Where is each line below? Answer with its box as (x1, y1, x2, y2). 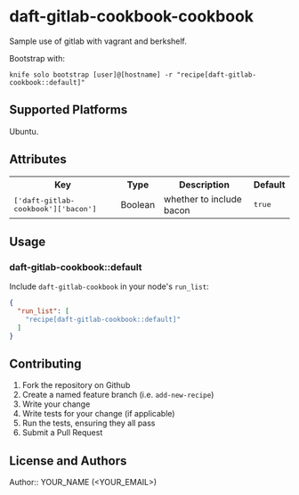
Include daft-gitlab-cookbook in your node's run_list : (9, 281, 209, 292)
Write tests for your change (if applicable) (21, 408, 175, 419)
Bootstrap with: (9, 53, 65, 63)
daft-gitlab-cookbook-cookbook (9, 6, 255, 27)
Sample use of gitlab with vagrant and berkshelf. (9, 36, 187, 46)
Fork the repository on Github (21, 380, 131, 391)
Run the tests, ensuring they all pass (21, 417, 156, 429)
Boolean (120, 198, 156, 210)
